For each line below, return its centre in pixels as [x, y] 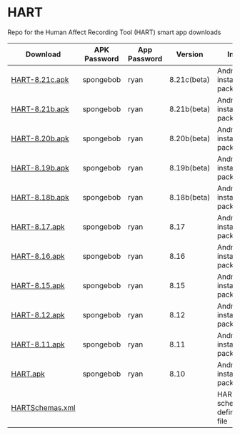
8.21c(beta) [190, 79]
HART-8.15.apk [38, 285]
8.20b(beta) [190, 138]
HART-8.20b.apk [40, 138]
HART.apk [28, 374]
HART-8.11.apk [38, 344]
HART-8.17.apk [38, 227]
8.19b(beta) [190, 168]
